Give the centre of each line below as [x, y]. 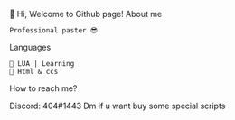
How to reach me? [43, 88]
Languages [30, 47]
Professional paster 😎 [53, 31]
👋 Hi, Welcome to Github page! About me [86, 14]
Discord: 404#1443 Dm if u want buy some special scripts [117, 106]
